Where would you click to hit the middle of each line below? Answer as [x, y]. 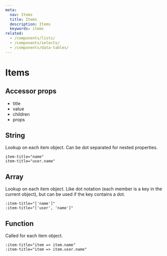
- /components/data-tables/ [39, 48]
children [21, 114]
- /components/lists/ [33, 38]
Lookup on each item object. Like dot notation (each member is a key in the [84, 189]
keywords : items [27, 29]
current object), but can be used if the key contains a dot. [65, 194]
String [15, 135]
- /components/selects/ [35, 43]
